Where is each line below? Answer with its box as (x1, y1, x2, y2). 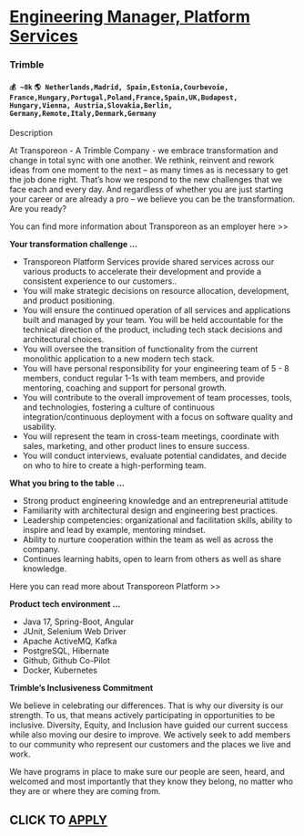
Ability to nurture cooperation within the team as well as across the (22, 534, 274, 545)
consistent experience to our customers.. (22, 276, 177, 287)
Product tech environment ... (9, 599, 121, 610)
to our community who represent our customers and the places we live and (9, 739, 291, 750)
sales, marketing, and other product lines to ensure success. (22, 441, 250, 452)
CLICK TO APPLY (9, 812, 107, 828)
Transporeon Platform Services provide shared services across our (22, 256, 275, 267)
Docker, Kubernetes (22, 664, 98, 676)
